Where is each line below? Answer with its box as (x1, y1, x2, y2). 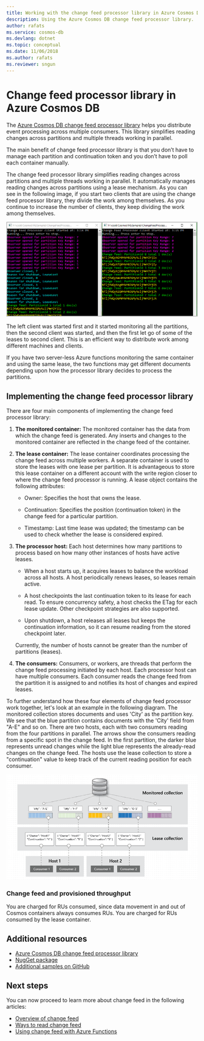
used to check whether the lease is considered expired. (24, 531, 163, 538)
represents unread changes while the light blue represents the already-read (6, 743, 195, 750)
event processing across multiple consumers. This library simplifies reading (6, 128, 195, 135)
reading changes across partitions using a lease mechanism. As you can (6, 183, 188, 191)
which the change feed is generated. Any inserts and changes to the (15, 432, 186, 440)
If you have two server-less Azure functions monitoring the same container (6, 354, 194, 362)
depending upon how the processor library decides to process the (6, 367, 172, 374)
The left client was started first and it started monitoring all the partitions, (6, 323, 189, 330)
